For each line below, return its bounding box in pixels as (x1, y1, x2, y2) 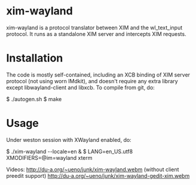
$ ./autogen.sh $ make (6, 95, 62, 102)
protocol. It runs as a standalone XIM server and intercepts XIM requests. (6, 30, 186, 37)
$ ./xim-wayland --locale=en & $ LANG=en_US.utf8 (6, 148, 133, 155)
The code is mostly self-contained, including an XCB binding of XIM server (6, 71, 190, 78)
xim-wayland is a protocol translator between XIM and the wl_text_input (6, 24, 183, 31)
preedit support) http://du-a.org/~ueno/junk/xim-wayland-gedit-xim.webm (6, 172, 190, 179)
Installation (6, 51, 63, 65)
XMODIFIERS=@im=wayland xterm (6, 154, 93, 161)
